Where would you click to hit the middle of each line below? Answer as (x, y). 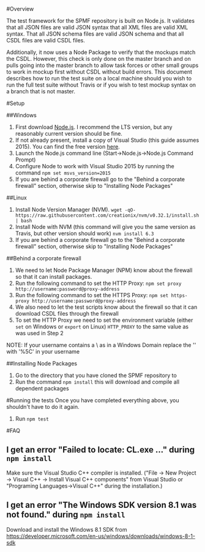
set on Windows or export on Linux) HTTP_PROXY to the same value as (102, 327)
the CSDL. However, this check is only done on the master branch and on (99, 59)
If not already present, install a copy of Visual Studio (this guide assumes (107, 140)
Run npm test (32, 419)
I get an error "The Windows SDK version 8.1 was (102, 505)
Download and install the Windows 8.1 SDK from (67, 529)
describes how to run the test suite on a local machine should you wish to (99, 78)
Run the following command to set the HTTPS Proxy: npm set (92, 295)
